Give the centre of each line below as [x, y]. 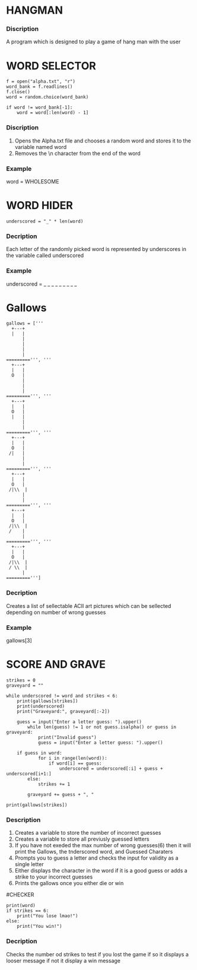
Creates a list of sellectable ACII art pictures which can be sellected [89, 606]
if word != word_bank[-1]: [39, 107]
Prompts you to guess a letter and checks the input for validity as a [96, 858]
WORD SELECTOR [51, 66]
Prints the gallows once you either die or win [69, 883]
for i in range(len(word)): [73, 758]
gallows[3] [19, 641]
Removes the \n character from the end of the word [77, 153]
